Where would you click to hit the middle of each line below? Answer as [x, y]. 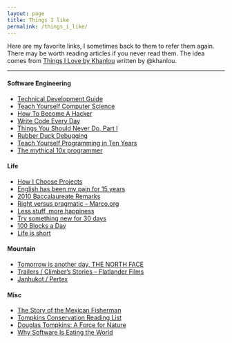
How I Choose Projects [50, 182]
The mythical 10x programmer [60, 150]
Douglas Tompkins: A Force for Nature [71, 325]
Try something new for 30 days [62, 218]
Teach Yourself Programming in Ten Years [77, 143]
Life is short [34, 233]
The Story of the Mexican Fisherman [69, 310]
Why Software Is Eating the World [65, 333]
